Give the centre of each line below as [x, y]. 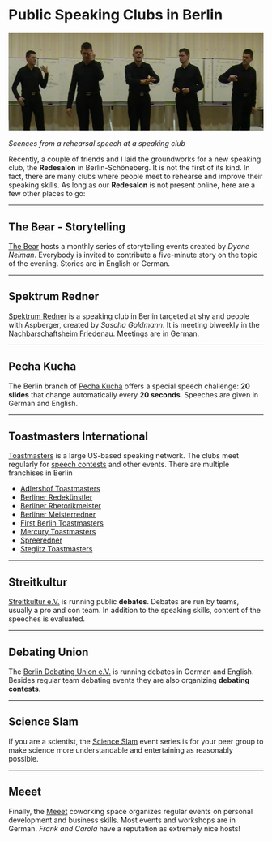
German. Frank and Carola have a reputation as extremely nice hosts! [125, 828]
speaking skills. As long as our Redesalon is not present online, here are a [132, 185]
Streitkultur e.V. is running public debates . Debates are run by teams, [124, 602]
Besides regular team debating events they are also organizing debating [129, 680]
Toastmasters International [78, 436]
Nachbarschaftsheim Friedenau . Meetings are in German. [104, 333]
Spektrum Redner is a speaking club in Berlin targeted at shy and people [129, 316]
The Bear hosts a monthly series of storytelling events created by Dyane [129, 246]
